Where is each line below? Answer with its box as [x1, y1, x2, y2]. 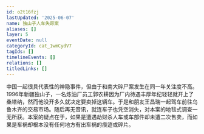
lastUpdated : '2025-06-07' [6, 15, 75, 21]
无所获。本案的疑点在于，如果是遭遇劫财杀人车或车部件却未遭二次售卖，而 [6, 113, 192, 121]
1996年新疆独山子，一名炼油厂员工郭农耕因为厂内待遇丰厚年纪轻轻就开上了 [6, 91, 194, 98]
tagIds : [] [6, 49, 34, 55]
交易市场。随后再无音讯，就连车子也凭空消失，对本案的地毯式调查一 [27, 106, 198, 113]
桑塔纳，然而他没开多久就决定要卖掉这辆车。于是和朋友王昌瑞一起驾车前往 [6, 98, 192, 105]
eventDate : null [6, 37, 47, 43]
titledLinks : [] [6, 65, 47, 72]
